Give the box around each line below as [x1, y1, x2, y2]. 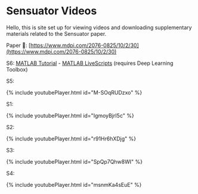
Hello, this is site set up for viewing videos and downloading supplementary [6, 24, 192, 31]
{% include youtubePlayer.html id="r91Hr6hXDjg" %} [6, 135, 136, 142]
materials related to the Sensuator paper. [6, 30, 107, 37]
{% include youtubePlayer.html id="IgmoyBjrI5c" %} [6, 112, 134, 119]
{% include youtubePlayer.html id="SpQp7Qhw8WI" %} [6, 158, 143, 165]
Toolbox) [6, 65, 28, 73]
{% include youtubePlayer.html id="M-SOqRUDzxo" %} [6, 89, 143, 96]
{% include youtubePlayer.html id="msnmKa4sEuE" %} [6, 181, 142, 188]
